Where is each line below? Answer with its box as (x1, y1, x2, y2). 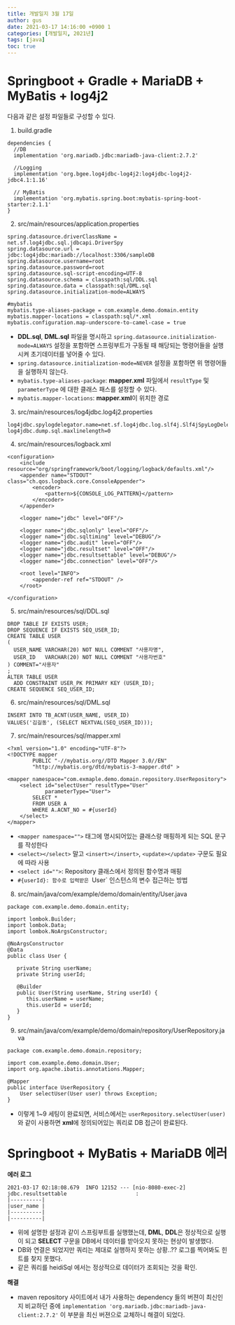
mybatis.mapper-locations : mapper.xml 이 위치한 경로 (17, 394, 169, 402)
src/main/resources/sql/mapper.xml (17, 731, 121, 740)
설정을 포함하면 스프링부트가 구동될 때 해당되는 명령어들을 (53, 341, 211, 349)
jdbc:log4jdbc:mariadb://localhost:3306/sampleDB (7, 251, 155, 258)
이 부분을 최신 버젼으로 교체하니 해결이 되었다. (59, 1310, 185, 1319)
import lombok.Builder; (7, 915, 77, 923)
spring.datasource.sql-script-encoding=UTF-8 (7, 269, 142, 277)
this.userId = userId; (25, 1001, 92, 1008)
